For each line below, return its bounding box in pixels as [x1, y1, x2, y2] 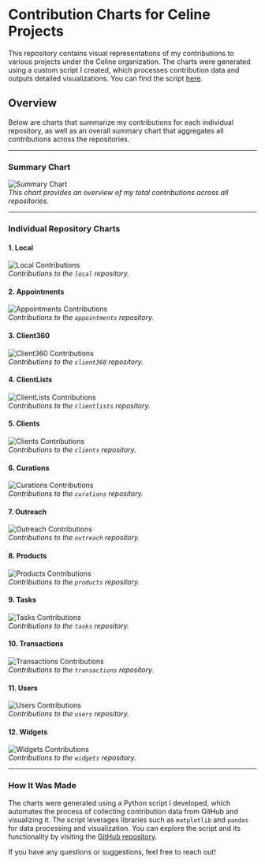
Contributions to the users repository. [8, 709, 130, 719]
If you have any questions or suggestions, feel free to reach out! [8, 847, 217, 856]
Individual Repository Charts [8, 223, 121, 234]
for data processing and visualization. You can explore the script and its [8, 823, 241, 832]
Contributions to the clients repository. [8, 445, 136, 454]
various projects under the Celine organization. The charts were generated [8, 57, 251, 66]
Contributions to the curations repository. [8, 489, 144, 498]
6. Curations [8, 463, 50, 472]
